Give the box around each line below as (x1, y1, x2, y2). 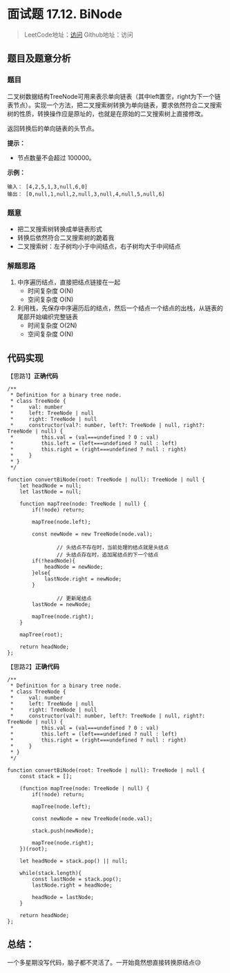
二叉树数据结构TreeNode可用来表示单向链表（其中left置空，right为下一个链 (7, 92, 221, 100)
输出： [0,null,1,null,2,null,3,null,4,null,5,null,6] (7, 191, 165, 198)
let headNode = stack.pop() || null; (19, 858, 128, 865)
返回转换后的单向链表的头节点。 (7, 124, 98, 132)
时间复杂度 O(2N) (27, 321, 77, 330)
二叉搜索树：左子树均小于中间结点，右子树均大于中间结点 (17, 242, 181, 250)
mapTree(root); (19, 632, 64, 639)
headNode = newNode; (44, 564, 104, 571)
